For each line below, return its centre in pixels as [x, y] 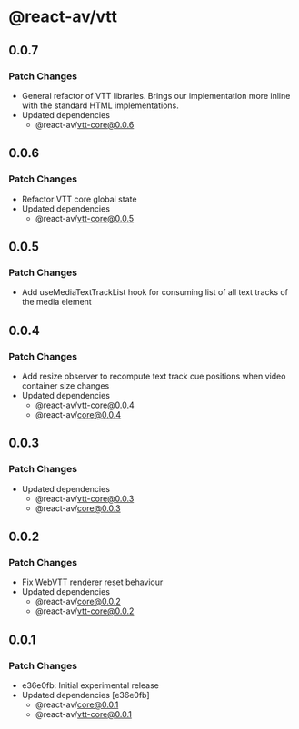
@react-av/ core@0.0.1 [77, 704]
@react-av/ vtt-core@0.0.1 [84, 714]
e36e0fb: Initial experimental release [90, 685]
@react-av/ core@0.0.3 [78, 508]
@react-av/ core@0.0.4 [78, 414]
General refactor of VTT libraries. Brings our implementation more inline [156, 95]
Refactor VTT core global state [79, 199]
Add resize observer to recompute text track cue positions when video [154, 376]
